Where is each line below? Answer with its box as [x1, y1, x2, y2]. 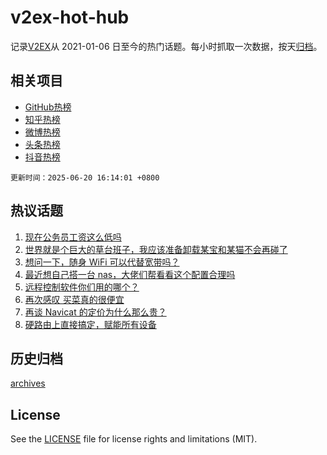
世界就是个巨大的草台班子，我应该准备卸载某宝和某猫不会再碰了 [24, 243, 288, 255]
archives [10, 377, 46, 390]
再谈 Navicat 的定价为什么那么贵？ [24, 306, 167, 318]
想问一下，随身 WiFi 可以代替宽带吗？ [24, 256, 180, 268]
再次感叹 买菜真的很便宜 [24, 293, 125, 305]
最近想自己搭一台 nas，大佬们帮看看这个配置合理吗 [24, 268, 236, 280]
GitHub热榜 [24, 101, 72, 113]
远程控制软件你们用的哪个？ [24, 281, 140, 293]
